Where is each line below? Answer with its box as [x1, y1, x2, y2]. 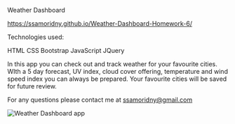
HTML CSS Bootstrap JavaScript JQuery [7, 47, 125, 54]
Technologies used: [7, 33, 65, 41]
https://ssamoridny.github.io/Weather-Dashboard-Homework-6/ [7, 20, 193, 27]
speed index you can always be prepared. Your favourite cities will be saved [7, 75, 227, 83]
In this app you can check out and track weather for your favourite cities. [7, 60, 217, 68]
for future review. [7, 82, 58, 90]
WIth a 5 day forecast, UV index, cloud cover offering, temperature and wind [7, 68, 228, 75]
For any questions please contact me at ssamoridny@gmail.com [7, 95, 193, 104]
